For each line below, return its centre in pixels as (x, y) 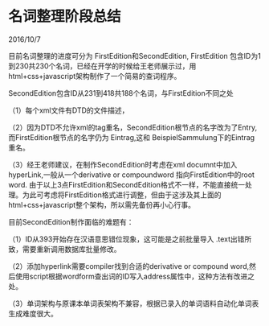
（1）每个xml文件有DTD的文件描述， (69, 110)
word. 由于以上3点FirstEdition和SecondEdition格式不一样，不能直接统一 (127, 184)
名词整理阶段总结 (65, 17)
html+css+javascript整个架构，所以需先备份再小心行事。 (102, 204)
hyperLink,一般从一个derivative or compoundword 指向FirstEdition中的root (132, 175)
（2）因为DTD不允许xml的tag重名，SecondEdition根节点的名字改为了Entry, (133, 127)
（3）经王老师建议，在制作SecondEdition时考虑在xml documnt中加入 (123, 164)
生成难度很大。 (33, 313)
